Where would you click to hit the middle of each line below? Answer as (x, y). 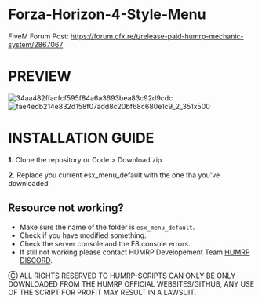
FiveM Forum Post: (38, 36)
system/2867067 (36, 44)
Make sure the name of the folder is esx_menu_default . (107, 227)
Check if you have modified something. (83, 235)
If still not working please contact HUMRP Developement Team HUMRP (135, 252)
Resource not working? (66, 208)
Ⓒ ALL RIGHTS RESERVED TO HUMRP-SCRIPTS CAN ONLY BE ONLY (122, 276)
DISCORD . (36, 260)
